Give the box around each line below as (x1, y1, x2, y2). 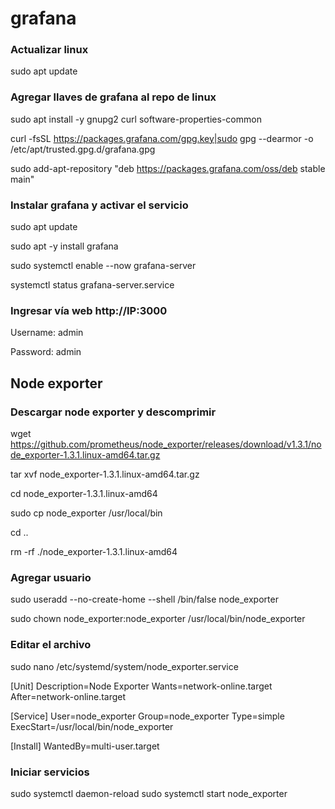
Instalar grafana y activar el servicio (10, 198, 189, 212)
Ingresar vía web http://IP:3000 (10, 304, 168, 317)
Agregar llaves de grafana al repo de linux (10, 90, 217, 104)
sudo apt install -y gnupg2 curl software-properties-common (10, 113, 262, 125)
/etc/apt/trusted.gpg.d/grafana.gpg (10, 143, 156, 155)
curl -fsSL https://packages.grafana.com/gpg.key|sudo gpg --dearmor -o (10, 132, 314, 144)
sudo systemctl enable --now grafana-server (10, 260, 197, 272)
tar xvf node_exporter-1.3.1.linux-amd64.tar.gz (10, 468, 200, 481)
